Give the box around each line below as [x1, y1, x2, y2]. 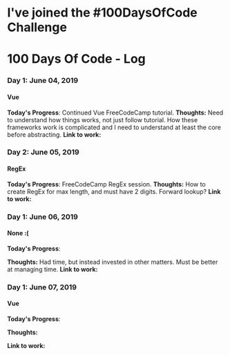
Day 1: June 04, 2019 [7, 76, 79, 86]
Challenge [7, 19, 68, 35]
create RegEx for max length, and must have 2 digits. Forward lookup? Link [7, 187, 221, 195]
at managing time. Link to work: [7, 265, 98, 274]
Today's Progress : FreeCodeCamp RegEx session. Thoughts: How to [7, 180, 206, 188]
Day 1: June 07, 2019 [7, 282, 77, 291]
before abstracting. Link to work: [7, 130, 102, 139]
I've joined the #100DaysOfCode [7, 5, 198, 21]
